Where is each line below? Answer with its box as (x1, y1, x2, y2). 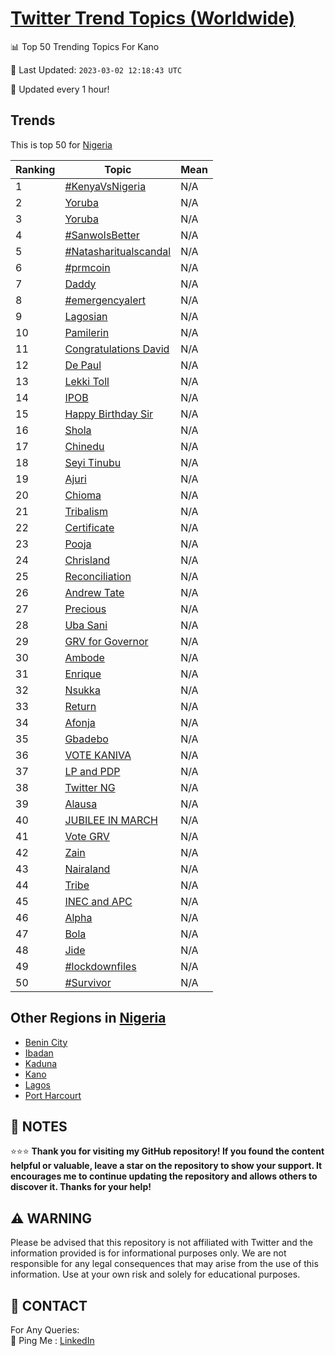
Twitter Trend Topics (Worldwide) (10, 7, 296, 30)
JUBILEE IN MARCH (64, 813, 158, 827)
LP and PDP (64, 764, 121, 778)
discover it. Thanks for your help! (10, 1181, 152, 1193)
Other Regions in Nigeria (10, 1010, 167, 1027)
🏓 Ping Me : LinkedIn (10, 1335, 95, 1346)
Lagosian (64, 309, 108, 323)
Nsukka (64, 683, 101, 697)
